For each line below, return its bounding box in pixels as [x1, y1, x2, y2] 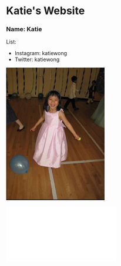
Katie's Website [6, 4, 85, 18]
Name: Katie [6, 25, 42, 33]
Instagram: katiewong [14, 50, 68, 57]
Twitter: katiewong [14, 56, 60, 63]
